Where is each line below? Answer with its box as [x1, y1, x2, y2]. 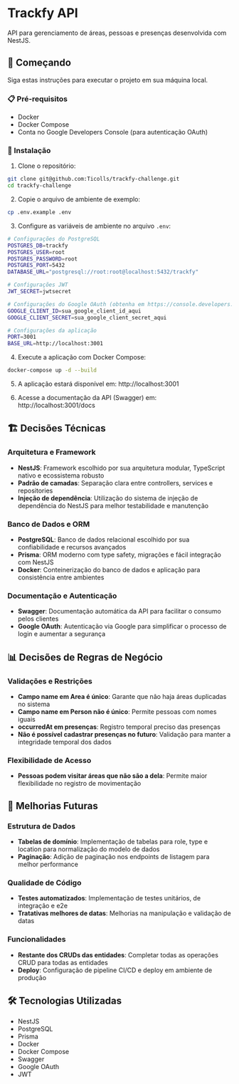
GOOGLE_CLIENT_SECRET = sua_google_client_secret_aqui [7, 314, 167, 321]
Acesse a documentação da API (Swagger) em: [17, 394, 157, 402]
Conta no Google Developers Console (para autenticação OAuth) [17, 128, 208, 137]
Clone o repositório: [17, 162, 76, 170]
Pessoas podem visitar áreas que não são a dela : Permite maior [17, 772, 208, 780]
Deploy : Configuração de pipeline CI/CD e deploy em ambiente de [17, 966, 213, 974]
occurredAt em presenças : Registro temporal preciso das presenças [17, 722, 221, 731]
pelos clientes [17, 614, 59, 623]
